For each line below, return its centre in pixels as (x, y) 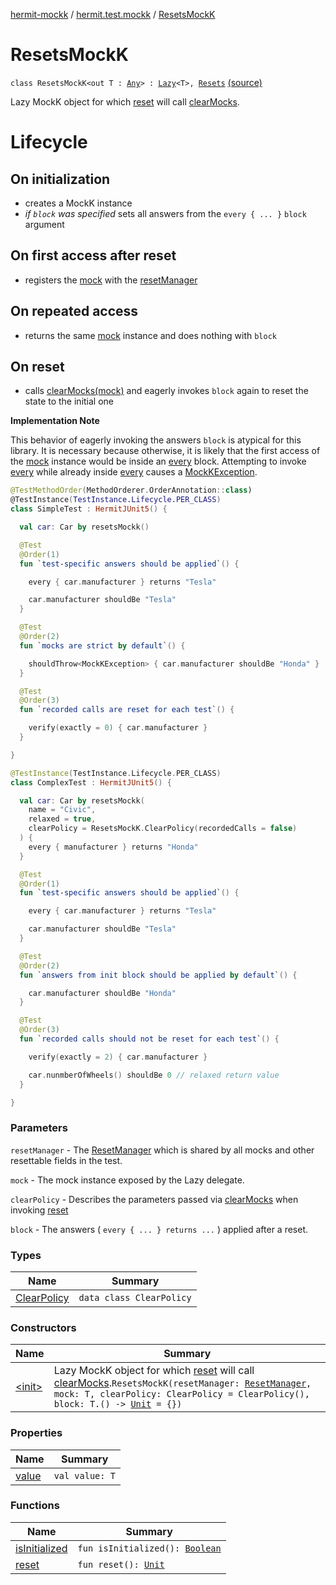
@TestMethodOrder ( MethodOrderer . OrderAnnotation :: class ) (131, 490)
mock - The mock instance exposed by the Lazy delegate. (127, 1180)
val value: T (84, 1475)
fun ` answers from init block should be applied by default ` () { (158, 975)
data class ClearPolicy (135, 1297)
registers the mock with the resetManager (111, 280)
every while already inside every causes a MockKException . (134, 472)
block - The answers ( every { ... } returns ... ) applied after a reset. (159, 1229)
